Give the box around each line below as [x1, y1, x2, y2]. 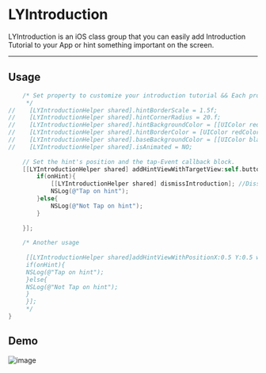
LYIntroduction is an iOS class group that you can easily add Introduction [8, 32, 246, 41]
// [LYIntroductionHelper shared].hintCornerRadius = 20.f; [8, 113, 222, 122]
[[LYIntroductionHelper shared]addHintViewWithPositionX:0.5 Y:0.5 [25, 253, 253, 261]
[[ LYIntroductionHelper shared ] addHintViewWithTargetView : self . [22, 165, 243, 173]
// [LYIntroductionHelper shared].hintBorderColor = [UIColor [8, 128, 228, 136]
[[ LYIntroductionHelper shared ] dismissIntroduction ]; [50, 180, 236, 188]
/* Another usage [22, 239, 80, 247]
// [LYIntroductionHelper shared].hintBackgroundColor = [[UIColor [8, 121, 246, 129]
